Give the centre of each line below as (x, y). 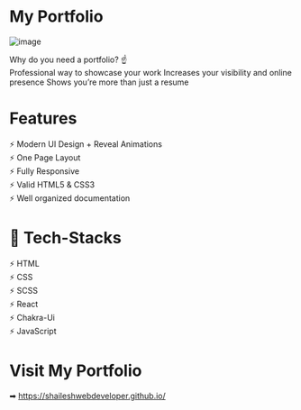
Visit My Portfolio (76, 370)
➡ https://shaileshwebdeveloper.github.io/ (87, 396)
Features (43, 118)
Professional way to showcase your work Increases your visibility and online (151, 72)
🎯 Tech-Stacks (65, 238)
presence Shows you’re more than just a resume (99, 82)
